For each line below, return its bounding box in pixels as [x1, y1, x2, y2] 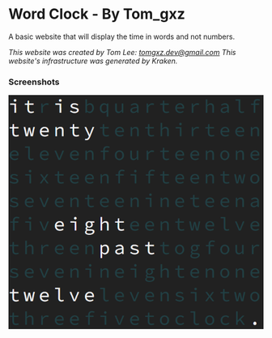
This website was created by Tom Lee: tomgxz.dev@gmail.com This [8, 47, 236, 57]
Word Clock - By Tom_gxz [8, 5, 185, 24]
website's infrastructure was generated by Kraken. [8, 56, 178, 66]
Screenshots [8, 76, 60, 88]
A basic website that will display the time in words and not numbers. [8, 32, 236, 41]
